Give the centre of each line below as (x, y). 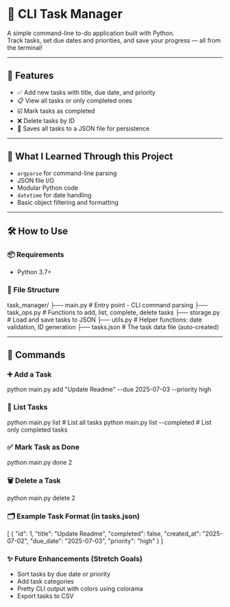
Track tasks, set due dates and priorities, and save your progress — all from (114, 40)
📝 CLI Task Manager (65, 14)
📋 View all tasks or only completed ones (74, 100)
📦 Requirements (36, 254)
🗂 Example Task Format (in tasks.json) (74, 516)
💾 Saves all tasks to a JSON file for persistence (83, 128)
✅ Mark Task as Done (43, 448)
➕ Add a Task (29, 374)
